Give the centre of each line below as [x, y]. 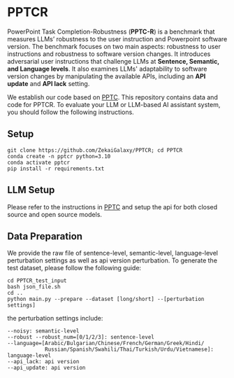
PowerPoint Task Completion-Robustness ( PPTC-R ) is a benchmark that [111, 31]
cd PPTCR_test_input [37, 281]
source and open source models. [55, 214]
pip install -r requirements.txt [56, 169]
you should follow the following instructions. [71, 112]
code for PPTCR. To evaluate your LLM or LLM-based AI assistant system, [114, 104]
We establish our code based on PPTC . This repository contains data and [112, 97]
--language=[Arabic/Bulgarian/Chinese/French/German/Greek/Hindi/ [106, 344]
